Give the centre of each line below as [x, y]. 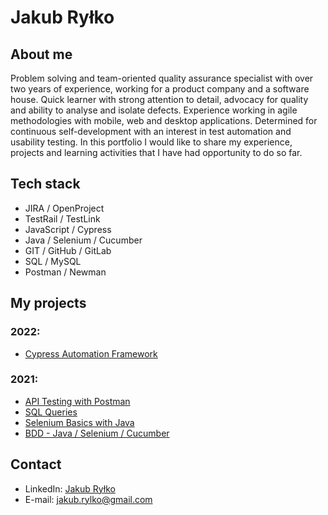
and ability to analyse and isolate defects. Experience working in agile [154, 110]
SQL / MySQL [53, 261]
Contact [36, 464]
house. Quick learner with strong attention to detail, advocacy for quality [159, 99]
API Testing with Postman [77, 401]
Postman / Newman [65, 272]
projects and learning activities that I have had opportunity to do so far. [156, 152]
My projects [48, 303]
